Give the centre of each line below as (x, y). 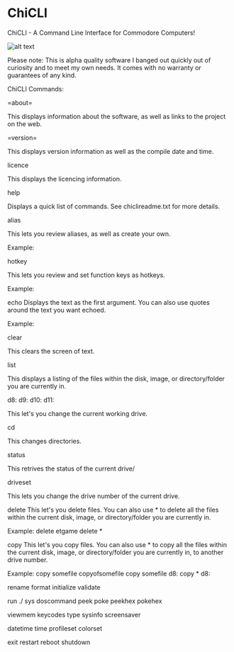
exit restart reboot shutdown (49, 642)
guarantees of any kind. (42, 75)
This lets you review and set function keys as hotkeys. (86, 275)
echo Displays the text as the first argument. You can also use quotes (109, 302)
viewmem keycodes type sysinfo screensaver (74, 614)
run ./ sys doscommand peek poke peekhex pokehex (85, 601)
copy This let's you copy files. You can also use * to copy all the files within (117, 544)
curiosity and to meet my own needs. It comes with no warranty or (105, 67)
